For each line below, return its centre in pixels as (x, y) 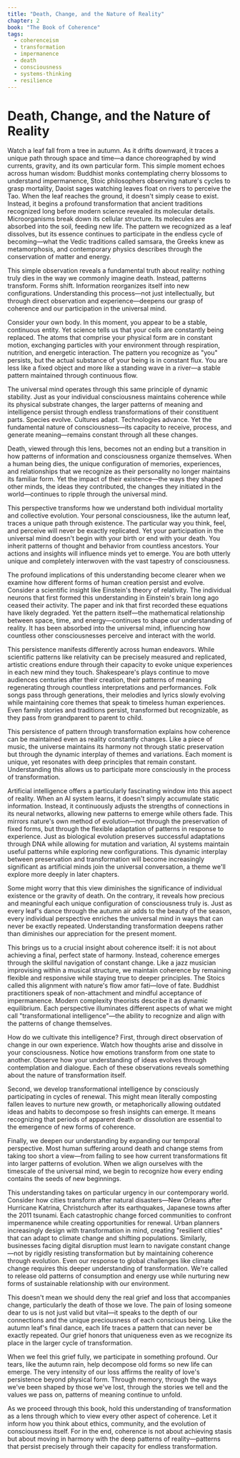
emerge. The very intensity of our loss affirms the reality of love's (104, 1372)
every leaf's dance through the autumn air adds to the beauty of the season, (120, 911)
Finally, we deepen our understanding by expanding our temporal (104, 1141)
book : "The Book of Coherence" (54, 27)
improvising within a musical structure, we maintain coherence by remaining (119, 970)
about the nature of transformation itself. (67, 1075)
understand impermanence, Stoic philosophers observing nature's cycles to (119, 181)
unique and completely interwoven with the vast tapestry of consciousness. (119, 561)
